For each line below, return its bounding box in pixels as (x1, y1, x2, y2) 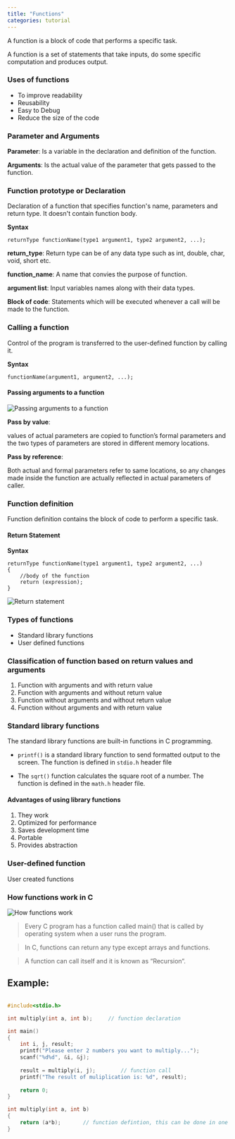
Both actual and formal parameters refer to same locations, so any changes (7, 466, 226, 475)
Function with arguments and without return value (17, 688, 163, 697)
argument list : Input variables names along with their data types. (7, 284, 196, 293)
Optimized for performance (17, 819, 97, 827)
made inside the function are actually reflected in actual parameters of (7, 473, 211, 482)
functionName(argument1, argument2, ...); (7, 373, 134, 381)
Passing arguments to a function (7, 389, 105, 397)
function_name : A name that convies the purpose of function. (7, 270, 188, 279)
